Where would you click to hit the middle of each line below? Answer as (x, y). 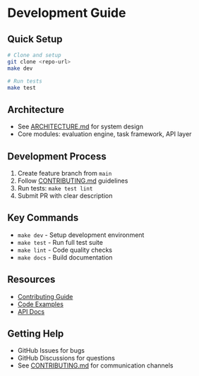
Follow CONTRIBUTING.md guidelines (73, 181)
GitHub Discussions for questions (66, 358)
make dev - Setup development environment (81, 235)
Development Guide (67, 13)
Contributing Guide (45, 296)
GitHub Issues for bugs (51, 351)
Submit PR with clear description (65, 196)
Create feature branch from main (65, 173)
